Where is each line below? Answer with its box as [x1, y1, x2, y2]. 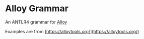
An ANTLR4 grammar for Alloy [5, 19, 68, 25]
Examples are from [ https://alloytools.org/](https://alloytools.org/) [5, 28, 139, 34]
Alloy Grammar [5, 3, 69, 14]
